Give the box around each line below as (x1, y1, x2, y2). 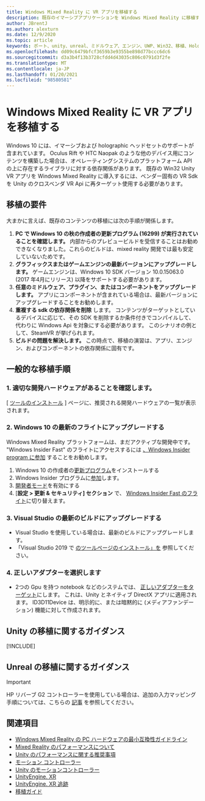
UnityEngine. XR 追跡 (15, 780, 69, 788)
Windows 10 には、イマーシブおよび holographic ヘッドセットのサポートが (6, 142, 194, 150)
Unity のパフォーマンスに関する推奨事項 (15, 750, 116, 758)
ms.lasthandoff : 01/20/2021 (6, 71, 78, 78)
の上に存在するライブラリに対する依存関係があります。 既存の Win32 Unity (6, 165, 195, 172)
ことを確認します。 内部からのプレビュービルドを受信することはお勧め (20, 237, 198, 245)
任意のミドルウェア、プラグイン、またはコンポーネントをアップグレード (15, 283, 196, 291)
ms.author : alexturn (6, 26, 59, 32)
